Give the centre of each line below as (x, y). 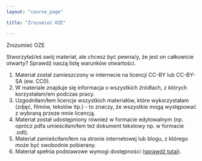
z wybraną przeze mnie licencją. (55, 113)
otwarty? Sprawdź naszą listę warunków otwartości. (71, 63)
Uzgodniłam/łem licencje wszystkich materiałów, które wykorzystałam (102, 100)
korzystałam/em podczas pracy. (55, 94)
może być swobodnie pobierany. (55, 145)
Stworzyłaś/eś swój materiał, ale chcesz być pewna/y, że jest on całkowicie (100, 56)
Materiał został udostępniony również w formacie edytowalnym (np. (99, 119)
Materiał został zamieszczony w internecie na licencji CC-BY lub (95, 74)
